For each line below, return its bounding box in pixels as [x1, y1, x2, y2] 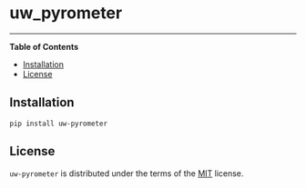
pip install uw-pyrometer [9, 119, 107, 128]
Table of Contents [9, 41, 79, 52]
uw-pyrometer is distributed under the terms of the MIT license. [9, 167, 244, 179]
